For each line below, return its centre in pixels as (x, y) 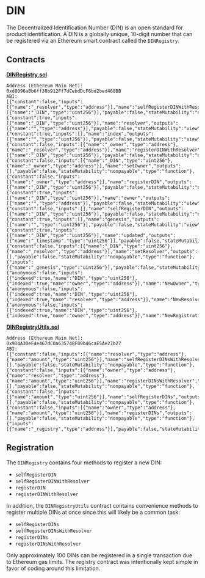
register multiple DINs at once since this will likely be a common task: (93, 512)
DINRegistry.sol (27, 75)
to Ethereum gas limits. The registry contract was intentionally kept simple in (102, 562)
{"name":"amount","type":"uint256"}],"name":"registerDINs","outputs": (99, 413)
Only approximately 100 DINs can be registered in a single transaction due (99, 555)
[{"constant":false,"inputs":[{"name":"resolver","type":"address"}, (97, 354)
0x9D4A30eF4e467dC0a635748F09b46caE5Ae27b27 (64, 343)
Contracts (26, 60)
